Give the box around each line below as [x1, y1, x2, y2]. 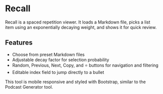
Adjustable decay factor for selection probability [12, 57, 109, 63]
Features [5, 39, 33, 47]
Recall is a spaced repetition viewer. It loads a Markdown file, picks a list [5, 19, 150, 25]
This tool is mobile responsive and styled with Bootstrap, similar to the [5, 79, 146, 85]
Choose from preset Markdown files [12, 51, 85, 57]
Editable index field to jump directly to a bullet [12, 69, 104, 75]
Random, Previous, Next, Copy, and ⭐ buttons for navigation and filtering [12, 62, 159, 68]
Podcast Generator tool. [5, 84, 53, 90]
